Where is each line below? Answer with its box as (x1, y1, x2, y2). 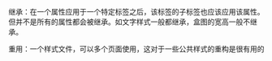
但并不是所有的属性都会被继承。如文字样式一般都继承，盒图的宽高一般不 (8, 17, 250, 26)
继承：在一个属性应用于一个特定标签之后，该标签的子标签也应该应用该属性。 (8, 7, 265, 16)
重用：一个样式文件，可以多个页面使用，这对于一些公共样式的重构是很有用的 (8, 44, 265, 54)
